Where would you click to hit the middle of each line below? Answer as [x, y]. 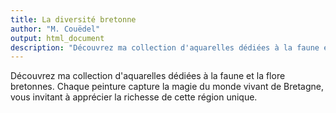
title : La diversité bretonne [73, 19]
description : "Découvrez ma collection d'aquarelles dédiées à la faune [165, 47]
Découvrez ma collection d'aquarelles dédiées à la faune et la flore [148, 76]
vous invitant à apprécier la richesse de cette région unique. [134, 97]
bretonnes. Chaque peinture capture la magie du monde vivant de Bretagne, [167, 87]
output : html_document [57, 38]
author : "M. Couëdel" [55, 29]
